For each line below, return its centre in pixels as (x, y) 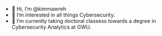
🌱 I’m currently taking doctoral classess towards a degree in (84, 21)
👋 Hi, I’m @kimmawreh (39, 9)
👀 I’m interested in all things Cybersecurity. (63, 15)
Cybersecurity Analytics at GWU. (51, 27)
